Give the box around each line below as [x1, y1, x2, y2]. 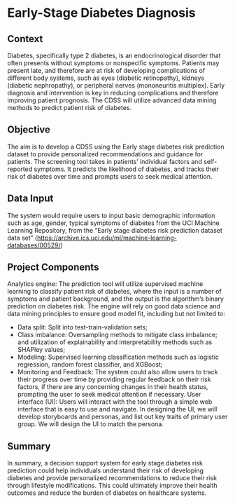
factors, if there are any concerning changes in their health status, [17, 383, 208, 391]
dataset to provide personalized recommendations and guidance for [7, 149, 204, 158]
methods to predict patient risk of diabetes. [7, 104, 132, 111]
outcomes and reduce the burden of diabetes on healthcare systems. [7, 489, 207, 497]
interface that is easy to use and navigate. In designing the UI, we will [17, 405, 218, 414]
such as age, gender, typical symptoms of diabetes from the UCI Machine [7, 219, 220, 227]
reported [7, 165, 33, 173]
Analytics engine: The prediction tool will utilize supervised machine [7, 280, 204, 288]
